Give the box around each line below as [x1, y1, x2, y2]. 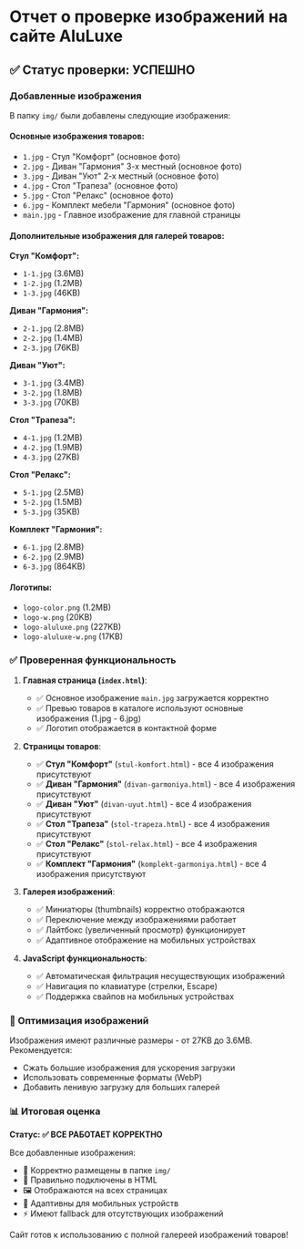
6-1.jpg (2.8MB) [22, 542, 85, 552]
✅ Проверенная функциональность [9, 654, 177, 666]
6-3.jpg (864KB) [22, 561, 86, 572]
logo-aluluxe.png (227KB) [22, 622, 122, 633]
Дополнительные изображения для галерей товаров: [9, 230, 225, 241]
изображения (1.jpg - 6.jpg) [35, 713, 142, 724]
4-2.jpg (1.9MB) [22, 442, 84, 453]
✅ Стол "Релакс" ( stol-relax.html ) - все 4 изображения [35, 838, 258, 849]
